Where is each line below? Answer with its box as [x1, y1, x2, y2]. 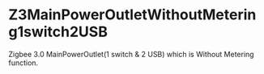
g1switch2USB [8, 23, 108, 41]
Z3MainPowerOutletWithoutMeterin [8, 6, 257, 24]
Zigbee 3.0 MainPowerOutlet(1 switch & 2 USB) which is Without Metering [8, 49, 254, 59]
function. [8, 58, 39, 68]
